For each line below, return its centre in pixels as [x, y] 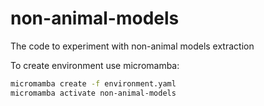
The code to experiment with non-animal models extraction [132, 46]
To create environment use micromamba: [95, 65]
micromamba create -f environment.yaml [93, 83]
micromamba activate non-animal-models [93, 93]
